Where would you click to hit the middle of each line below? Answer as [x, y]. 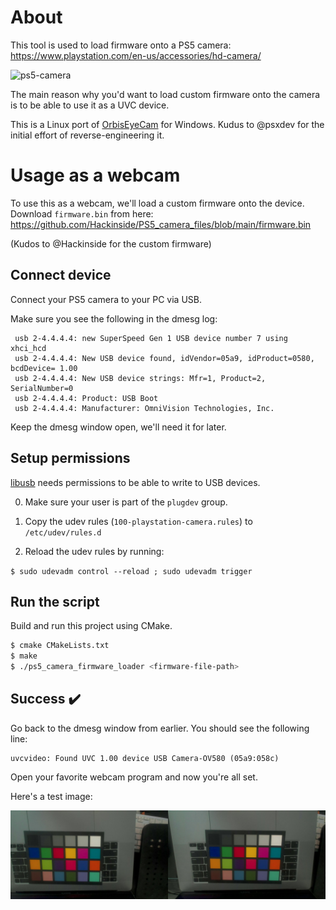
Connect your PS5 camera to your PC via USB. [106, 299]
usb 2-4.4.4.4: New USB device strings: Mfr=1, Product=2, [140, 378]
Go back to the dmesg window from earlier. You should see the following [160, 728]
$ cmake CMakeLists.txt [60, 646]
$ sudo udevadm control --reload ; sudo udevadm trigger [131, 571]
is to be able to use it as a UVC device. [90, 105]
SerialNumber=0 [42, 388]
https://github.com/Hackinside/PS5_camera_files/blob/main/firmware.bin [161, 224]
